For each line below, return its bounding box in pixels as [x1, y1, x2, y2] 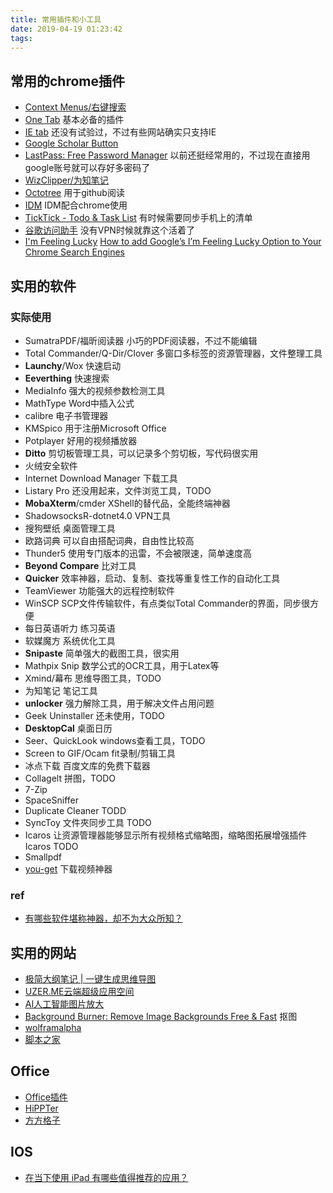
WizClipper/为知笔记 [24, 174, 109, 186]
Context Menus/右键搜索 [24, 101, 127, 113]
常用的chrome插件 [10, 72, 126, 90]
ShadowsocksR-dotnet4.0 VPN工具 [24, 509, 171, 521]
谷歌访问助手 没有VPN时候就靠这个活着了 [24, 224, 195, 236]
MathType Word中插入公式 [24, 397, 135, 409]
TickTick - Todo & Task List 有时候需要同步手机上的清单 [24, 212, 253, 224]
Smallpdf [24, 851, 63, 863]
